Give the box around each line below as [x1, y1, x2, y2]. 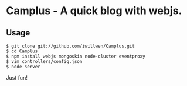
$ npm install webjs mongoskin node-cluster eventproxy [6, 54, 145, 59]
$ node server [6, 64, 41, 70]
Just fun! [6, 74, 28, 81]
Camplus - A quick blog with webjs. [6, 4, 182, 18]
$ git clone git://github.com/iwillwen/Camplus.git [6, 43, 135, 49]
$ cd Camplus [6, 48, 38, 54]
